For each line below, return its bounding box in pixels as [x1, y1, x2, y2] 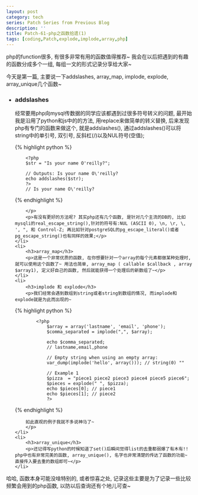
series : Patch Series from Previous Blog [6, 20, 110, 25]
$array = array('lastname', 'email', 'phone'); [46, 323, 166, 330]
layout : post [6, 8, 38, 15]
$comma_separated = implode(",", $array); [46, 329, 153, 335]
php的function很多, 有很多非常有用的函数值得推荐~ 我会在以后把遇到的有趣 [6, 53, 189, 60]
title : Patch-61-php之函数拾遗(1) [6, 31, 87, 37]
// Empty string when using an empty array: [46, 355, 158, 361]
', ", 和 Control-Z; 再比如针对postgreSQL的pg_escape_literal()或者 [14, 227, 179, 233]
